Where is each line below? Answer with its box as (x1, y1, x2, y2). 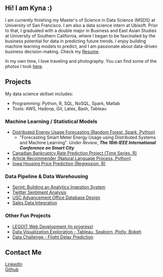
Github (5, 267, 19, 273)
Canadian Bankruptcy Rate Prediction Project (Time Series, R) (12, 150, 137, 156)
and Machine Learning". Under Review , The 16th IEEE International (19, 139, 156, 145)
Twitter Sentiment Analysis (12, 190, 67, 196)
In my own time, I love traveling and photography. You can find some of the (5, 58, 157, 64)
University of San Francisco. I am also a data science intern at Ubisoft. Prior (5, 22, 158, 28)
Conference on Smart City (19, 145, 75, 151)
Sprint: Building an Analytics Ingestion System (12, 184, 106, 190)
